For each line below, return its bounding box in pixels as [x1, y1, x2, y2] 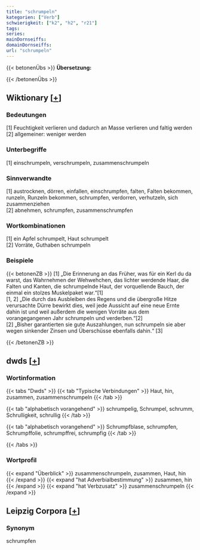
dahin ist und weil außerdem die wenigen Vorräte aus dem [6, 308, 149, 315]
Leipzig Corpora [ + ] [6, 506, 81, 516]
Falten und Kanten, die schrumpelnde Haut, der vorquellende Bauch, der [6, 282, 184, 290]
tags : [6, 25, 20, 32]
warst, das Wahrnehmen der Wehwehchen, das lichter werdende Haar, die [6, 276, 189, 284]
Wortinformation [6, 374, 56, 382]
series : [6, 31, 26, 37]
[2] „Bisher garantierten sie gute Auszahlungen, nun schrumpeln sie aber [6, 321, 186, 328]
